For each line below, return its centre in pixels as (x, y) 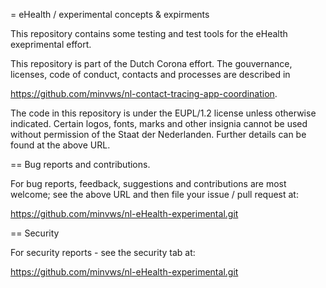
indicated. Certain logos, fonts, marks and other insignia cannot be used (159, 123)
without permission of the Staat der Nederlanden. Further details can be (158, 134)
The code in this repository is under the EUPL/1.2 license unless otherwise (163, 113)
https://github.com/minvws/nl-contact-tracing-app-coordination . (144, 93)
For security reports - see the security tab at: (103, 252)
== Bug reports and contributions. (80, 164)
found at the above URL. (60, 145)
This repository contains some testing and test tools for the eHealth (149, 33)
